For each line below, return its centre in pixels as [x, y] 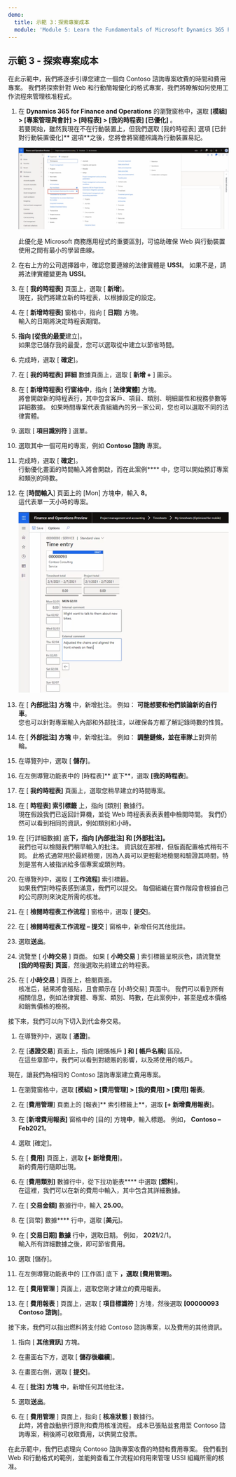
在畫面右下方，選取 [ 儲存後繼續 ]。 [68, 1357]
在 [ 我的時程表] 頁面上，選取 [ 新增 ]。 [73, 288]
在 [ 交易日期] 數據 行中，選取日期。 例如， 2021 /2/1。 [96, 1235]
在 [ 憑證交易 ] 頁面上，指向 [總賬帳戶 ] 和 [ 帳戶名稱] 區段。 [102, 1051]
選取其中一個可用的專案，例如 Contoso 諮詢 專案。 [91, 445]
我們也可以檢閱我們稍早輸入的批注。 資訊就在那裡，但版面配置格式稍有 [120, 847]
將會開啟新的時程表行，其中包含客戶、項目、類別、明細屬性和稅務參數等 [122, 398]
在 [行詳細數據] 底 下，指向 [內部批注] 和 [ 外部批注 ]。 [93, 838]
